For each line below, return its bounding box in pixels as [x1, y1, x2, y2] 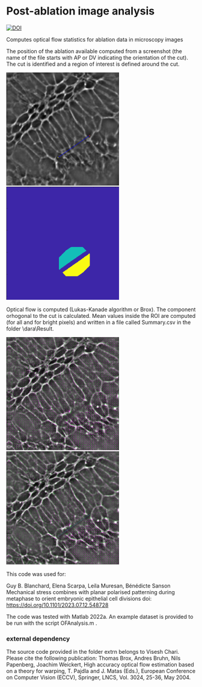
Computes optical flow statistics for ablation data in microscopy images [6, 36, 183, 43]
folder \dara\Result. [6, 325, 54, 332]
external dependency [6, 635, 70, 643]
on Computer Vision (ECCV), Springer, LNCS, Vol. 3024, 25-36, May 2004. [6, 674, 191, 681]
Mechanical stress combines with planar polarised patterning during [6, 588, 176, 595]
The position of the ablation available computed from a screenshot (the [6, 47, 182, 55]
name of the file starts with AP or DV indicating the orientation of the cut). [6, 54, 188, 61]
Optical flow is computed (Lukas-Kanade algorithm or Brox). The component [6, 306, 196, 313]
